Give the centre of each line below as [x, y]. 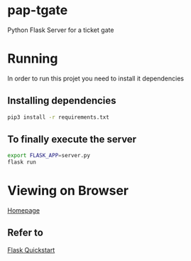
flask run [22, 162]
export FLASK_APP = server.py [49, 156]
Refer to [26, 233]
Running [33, 59]
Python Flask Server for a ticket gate [61, 30]
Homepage [24, 211]
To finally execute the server [72, 139]
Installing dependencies [62, 101]
